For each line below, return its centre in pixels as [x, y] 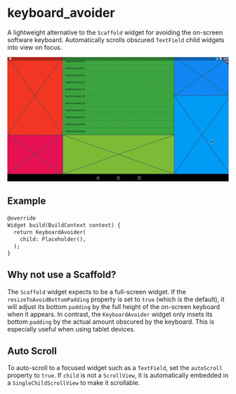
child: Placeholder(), [53, 239]
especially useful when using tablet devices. [71, 329]
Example [27, 201]
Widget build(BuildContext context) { [64, 225]
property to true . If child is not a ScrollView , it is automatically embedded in [118, 375]
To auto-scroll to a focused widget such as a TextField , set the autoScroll [115, 368]
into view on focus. [35, 47]
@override [22, 218]
